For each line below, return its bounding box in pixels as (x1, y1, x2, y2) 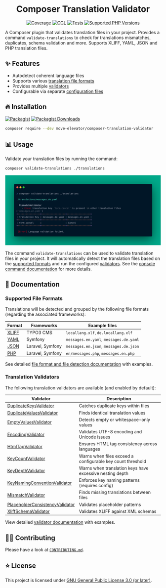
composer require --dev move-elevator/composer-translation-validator (5, 126, 154, 131)
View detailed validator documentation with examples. (5, 519, 115, 525)
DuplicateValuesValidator (7, 410, 58, 416)
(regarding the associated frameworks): (5, 311, 86, 317)
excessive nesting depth (79, 470, 128, 476)
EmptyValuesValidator (7, 419, 52, 425)
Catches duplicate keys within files (79, 403, 150, 409)
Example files (88, 322, 117, 328)
